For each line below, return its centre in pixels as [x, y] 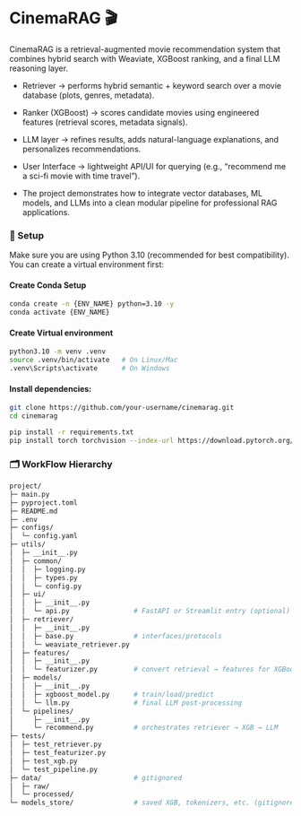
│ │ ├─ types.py [43, 577]
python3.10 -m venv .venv [57, 352]
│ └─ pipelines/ [42, 711]
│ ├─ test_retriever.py [56, 745]
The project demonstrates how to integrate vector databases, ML [142, 193]
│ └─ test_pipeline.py [54, 769]
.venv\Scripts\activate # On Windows [90, 369]
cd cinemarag [34, 416]
